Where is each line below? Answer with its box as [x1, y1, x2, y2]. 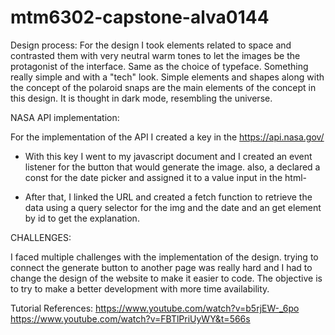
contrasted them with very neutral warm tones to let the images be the [10, 49, 301, 61]
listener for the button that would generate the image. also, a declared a [24, 161, 321, 173]
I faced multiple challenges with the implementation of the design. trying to [10, 251, 319, 263]
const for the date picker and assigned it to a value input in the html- [24, 171, 308, 183]
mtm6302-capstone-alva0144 [10, 6, 270, 29]
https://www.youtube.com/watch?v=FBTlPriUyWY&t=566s [10, 312, 251, 325]
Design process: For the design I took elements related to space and [10, 39, 292, 51]
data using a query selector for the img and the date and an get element [24, 201, 322, 213]
